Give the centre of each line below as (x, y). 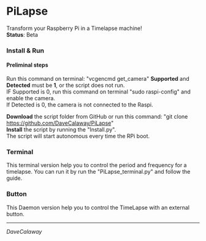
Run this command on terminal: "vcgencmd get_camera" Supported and (98, 79)
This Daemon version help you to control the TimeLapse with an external (98, 207)
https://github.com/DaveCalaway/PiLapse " (60, 123)
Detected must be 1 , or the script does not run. (66, 85)
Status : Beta (22, 34)
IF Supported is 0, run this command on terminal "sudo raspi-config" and (99, 92)
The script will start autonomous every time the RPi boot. (78, 136)
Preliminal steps (27, 65)
